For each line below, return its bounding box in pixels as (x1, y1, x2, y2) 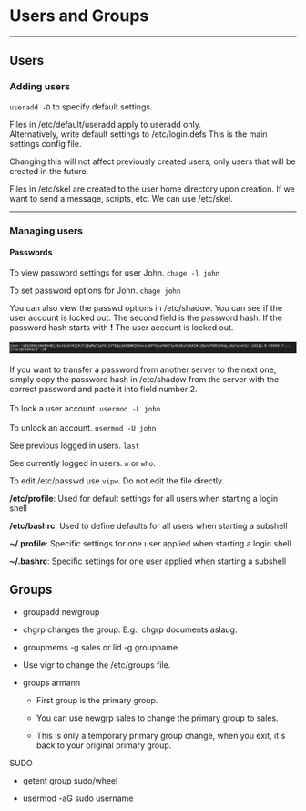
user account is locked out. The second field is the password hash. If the (9, 312, 282, 323)
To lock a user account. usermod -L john (9, 402, 161, 413)
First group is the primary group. (36, 694, 158, 705)
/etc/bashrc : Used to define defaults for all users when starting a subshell (9, 520, 289, 531)
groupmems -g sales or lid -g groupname (22, 641, 178, 652)
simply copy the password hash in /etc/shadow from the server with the (9, 373, 280, 384)
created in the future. (9, 165, 89, 176)
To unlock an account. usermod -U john (9, 421, 157, 433)
